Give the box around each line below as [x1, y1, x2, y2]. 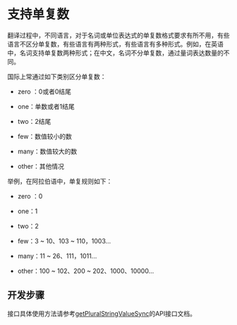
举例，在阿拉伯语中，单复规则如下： [7, 177, 113, 185]
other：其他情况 [17, 162, 65, 170]
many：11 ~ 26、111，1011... [17, 251, 97, 260]
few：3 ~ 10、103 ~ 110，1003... [17, 236, 111, 245]
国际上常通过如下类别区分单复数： [7, 72, 107, 81]
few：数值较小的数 [17, 132, 72, 141]
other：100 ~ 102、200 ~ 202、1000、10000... [17, 267, 154, 275]
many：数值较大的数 [17, 147, 78, 155]
